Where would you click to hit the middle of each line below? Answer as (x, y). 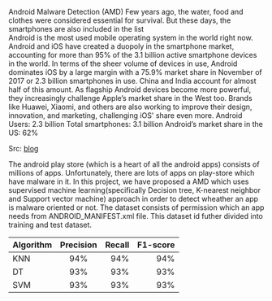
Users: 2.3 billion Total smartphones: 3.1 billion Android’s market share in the (136, 124)
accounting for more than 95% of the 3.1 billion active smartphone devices (133, 55)
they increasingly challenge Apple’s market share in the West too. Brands (131, 98)
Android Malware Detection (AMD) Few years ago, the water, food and (126, 12)
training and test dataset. (50, 225)
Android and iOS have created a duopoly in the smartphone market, (121, 46)
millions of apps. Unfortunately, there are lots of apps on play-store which (132, 173)
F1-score (156, 245)
